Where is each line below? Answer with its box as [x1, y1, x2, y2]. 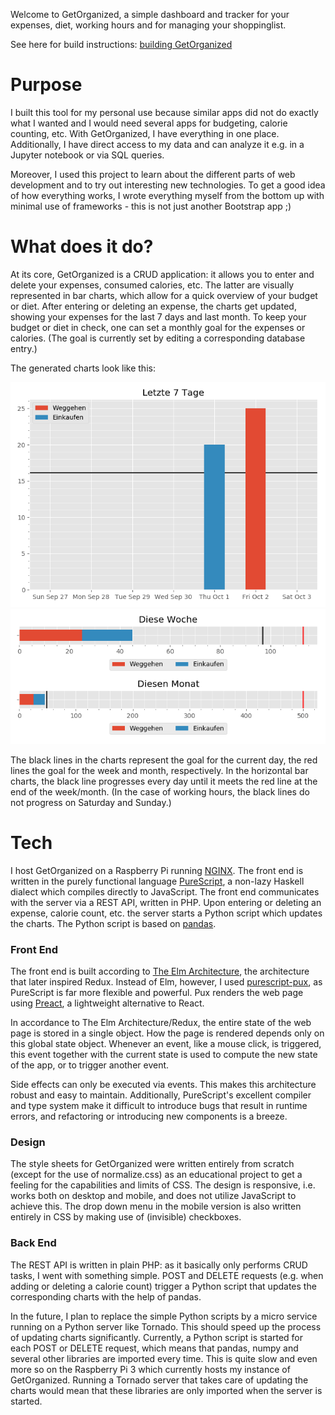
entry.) [10, 342, 38, 354]
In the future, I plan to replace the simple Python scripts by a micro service [10, 1310, 318, 1322]
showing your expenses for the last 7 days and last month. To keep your [10, 310, 307, 323]
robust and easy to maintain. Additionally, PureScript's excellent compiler [10, 1089, 312, 1101]
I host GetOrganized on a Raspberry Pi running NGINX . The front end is [10, 864, 304, 876]
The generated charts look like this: [10, 362, 156, 374]
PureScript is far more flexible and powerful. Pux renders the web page [10, 987, 304, 999]
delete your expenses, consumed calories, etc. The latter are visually [10, 279, 295, 291]
